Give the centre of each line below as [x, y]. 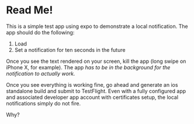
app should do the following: [40, 32]
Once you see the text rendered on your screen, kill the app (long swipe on [96, 61]
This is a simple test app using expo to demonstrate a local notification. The [97, 26]
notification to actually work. [41, 73]
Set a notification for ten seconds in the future [70, 49]
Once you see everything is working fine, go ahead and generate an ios [92, 84]
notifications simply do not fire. [43, 103]
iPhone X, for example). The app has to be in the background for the [88, 67]
